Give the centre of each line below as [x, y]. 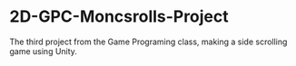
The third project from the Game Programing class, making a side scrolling [148, 42]
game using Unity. [43, 51]
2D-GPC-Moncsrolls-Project [119, 17]
